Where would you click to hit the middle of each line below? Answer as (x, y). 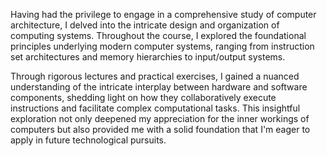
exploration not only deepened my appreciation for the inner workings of (160, 118)
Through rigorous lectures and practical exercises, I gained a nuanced (155, 76)
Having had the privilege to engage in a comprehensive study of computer (163, 14)
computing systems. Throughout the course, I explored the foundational (158, 35)
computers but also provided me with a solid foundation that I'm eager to (160, 129)
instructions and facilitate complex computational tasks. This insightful (155, 108)
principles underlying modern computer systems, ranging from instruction (162, 46)
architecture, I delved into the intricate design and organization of (145, 25)
